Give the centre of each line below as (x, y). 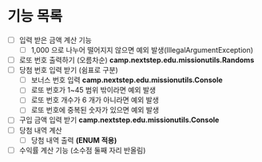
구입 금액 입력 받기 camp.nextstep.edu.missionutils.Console (119, 120)
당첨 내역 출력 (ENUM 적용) (74, 140)
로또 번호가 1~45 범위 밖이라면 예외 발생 (93, 90)
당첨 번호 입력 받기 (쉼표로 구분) (69, 70)
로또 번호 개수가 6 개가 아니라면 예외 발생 (95, 100)
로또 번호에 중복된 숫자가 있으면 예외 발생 (95, 110)
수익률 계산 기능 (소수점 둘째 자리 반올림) (82, 150)
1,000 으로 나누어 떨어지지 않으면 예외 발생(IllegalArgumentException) (142, 50)
